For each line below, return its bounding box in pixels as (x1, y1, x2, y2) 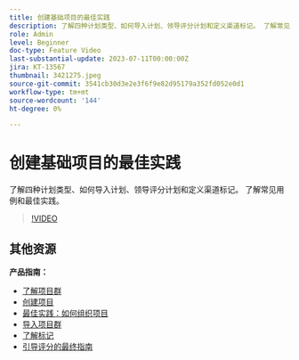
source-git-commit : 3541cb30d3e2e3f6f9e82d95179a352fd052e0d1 (9, 79, 245, 88)
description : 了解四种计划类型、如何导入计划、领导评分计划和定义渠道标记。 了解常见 (9, 21, 291, 30)
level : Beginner (9, 37, 69, 47)
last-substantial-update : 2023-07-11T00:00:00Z (9, 54, 190, 63)
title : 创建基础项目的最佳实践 (9, 12, 110, 22)
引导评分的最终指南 (21, 341, 93, 352)
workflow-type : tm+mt (9, 87, 90, 96)
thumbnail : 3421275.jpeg (9, 71, 101, 80)
